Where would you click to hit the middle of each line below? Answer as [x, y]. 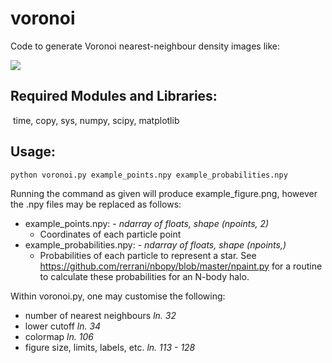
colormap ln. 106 [59, 336]
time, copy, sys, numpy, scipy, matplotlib [96, 120]
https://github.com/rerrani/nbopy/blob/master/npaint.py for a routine [181, 266]
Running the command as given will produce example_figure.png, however [164, 193]
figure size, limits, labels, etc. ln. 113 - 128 [110, 347]
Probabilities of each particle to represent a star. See [148, 255]
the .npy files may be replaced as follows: [96, 204]
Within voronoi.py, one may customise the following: [118, 296]
